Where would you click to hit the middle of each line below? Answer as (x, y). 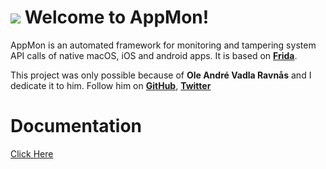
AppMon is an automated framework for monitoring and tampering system (163, 45)
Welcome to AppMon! (117, 17)
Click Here (32, 153)
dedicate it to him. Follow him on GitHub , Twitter (111, 85)
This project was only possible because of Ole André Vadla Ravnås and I (161, 75)
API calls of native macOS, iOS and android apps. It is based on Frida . (154, 55)
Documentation (76, 126)
